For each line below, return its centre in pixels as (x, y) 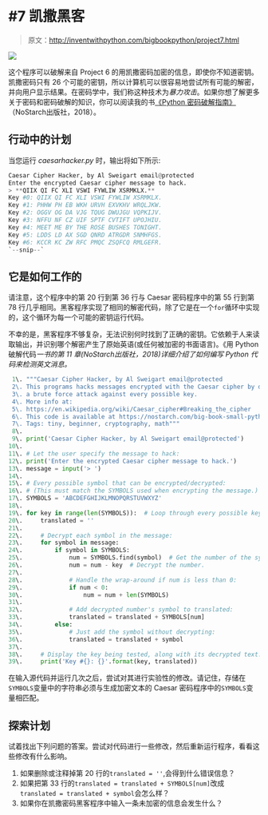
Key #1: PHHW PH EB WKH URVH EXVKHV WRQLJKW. (85, 205)
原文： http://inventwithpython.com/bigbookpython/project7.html (133, 40)
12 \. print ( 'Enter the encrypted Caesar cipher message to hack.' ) (123, 461)
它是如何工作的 (45, 276)
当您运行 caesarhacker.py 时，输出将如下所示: (85, 160)
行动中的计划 (40, 139)
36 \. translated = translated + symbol (96, 639)
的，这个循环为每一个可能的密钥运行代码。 (78, 317)
